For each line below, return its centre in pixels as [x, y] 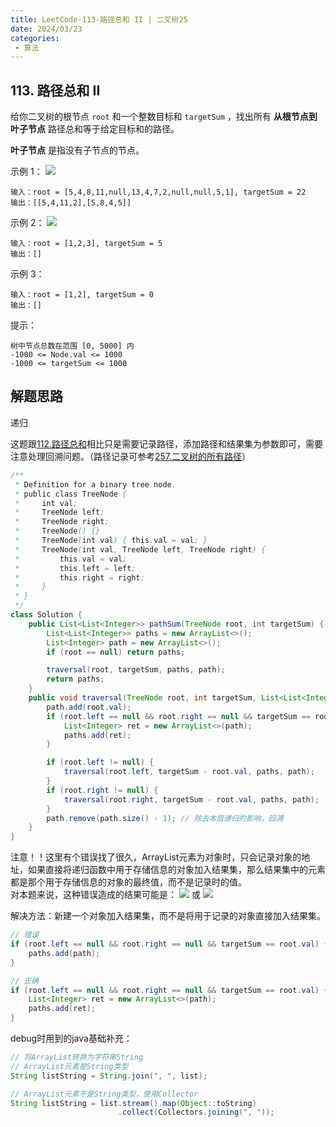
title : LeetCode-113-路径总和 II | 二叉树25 [99, 19]
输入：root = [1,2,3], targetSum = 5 [86, 244]
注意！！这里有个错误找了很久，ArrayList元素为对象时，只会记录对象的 [156, 857]
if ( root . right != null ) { [102, 790]
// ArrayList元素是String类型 [69, 1066]
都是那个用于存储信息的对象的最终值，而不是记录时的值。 [128, 882]
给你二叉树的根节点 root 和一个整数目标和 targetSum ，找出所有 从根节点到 [164, 117]
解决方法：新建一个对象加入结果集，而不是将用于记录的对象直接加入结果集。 [168, 916]
